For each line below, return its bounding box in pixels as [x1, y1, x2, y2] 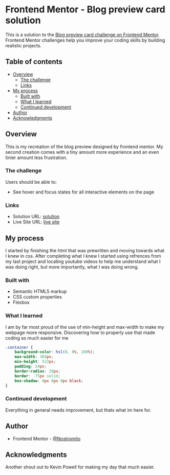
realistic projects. [5, 42, 42, 48]
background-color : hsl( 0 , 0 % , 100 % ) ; [14, 349, 95, 355]
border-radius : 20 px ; [14, 368, 60, 374]
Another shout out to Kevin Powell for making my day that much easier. [5, 464, 155, 470]
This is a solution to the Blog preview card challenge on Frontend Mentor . [5, 31, 160, 38]
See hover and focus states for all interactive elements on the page [12, 189, 155, 195]
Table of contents [5, 58, 62, 66]
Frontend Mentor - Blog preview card [5, 4, 165, 15]
